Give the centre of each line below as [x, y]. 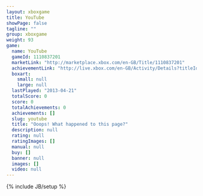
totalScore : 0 [29, 96]
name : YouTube [29, 51]
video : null [27, 169]
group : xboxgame [27, 34]
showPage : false [27, 23]
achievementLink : [34, 68]
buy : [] [21, 152]
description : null [35, 130]
